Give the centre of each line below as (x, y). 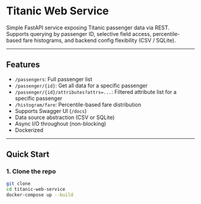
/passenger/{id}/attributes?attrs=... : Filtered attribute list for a (96, 92)
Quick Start (28, 155)
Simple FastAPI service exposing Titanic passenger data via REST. (88, 28)
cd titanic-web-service (36, 190)
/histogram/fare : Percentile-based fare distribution (78, 104)
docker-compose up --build (40, 195)
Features (23, 65)
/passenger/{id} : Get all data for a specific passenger (81, 86)
